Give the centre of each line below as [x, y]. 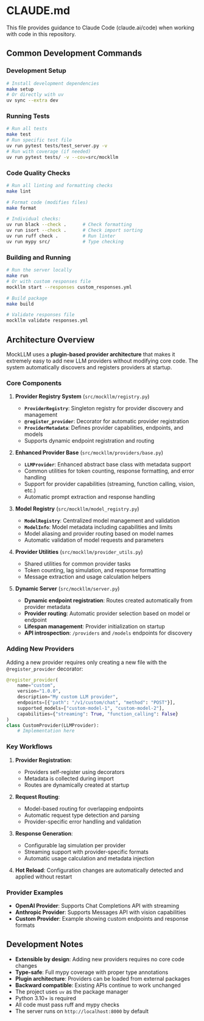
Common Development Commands [74, 53]
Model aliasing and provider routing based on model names [99, 534]
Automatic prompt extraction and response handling [90, 497]
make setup [20, 89]
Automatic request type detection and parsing [82, 815]
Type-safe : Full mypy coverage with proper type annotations [92, 972]
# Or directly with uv [35, 95]
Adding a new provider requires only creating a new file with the [87, 662]
